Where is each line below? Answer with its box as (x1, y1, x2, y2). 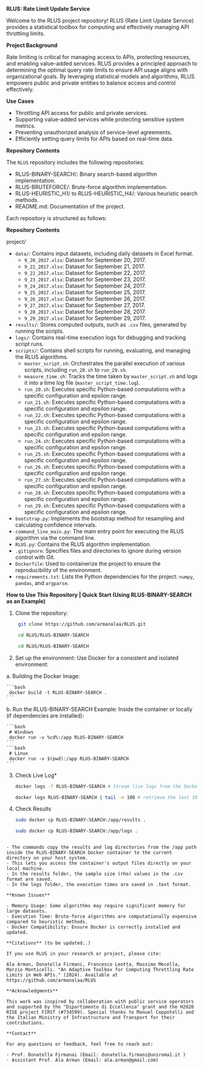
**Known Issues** (6, 892, 50, 899)
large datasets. (6, 908, 47, 915)
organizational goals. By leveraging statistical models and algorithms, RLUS (6, 73, 195, 80)
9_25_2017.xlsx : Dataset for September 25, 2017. (24, 289, 146, 296)
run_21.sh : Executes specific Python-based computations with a (24, 398, 186, 406)
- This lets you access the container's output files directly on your (6, 860, 191, 867)
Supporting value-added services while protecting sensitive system (15, 116, 185, 123)
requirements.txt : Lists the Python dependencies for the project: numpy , (15, 573, 195, 580)
